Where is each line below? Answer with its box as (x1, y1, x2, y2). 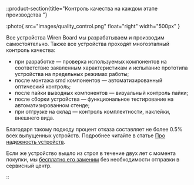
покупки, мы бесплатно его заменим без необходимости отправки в (6, 156, 180, 163)
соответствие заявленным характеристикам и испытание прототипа (14, 64, 188, 71)
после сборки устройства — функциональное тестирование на (14, 95, 174, 103)
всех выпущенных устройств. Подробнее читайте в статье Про (6, 132, 166, 139)
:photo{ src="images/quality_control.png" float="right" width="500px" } (6, 23, 180, 29)
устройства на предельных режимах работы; (14, 71, 129, 77)
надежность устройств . (6, 138, 66, 145)
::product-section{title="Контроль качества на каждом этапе (6, 5, 158, 12)
